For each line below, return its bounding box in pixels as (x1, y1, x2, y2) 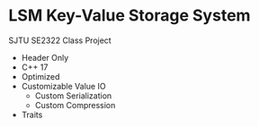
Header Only (21, 52, 69, 63)
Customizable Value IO (21, 80, 106, 91)
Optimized (21, 71, 60, 81)
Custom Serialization (34, 90, 112, 101)
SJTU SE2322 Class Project (8, 35, 112, 46)
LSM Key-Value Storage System (8, 5, 251, 26)
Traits (21, 109, 43, 120)
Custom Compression (34, 99, 116, 110)
